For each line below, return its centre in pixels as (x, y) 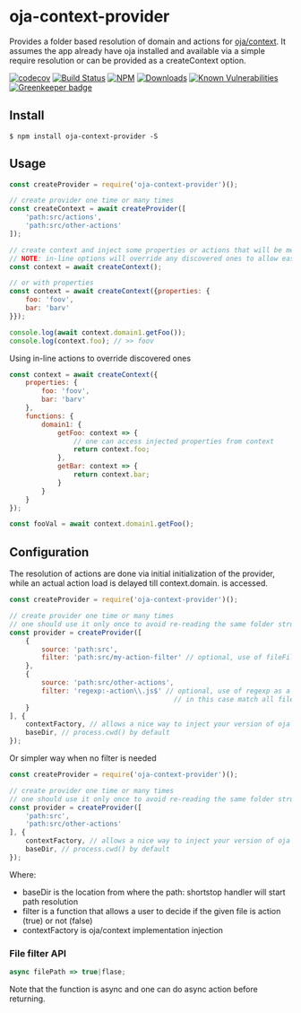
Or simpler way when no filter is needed (83, 758)
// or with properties (52, 283)
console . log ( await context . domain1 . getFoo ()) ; (98, 332)
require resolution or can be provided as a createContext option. (128, 60)
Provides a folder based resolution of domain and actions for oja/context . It (148, 41)
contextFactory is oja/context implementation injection (123, 930)
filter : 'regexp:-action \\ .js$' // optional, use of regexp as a (166, 691)
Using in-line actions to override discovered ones (100, 358)
